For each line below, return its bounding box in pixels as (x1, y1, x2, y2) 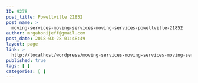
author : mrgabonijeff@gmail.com (6, 30, 85, 36)
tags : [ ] (6, 63, 31, 69)
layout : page (6, 41, 38, 47)
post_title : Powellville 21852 (6, 14, 83, 20)
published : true (6, 57, 46, 63)
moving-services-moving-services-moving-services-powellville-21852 (11, 25, 183, 31)
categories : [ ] (6, 68, 46, 74)
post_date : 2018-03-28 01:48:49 (6, 36, 85, 41)
